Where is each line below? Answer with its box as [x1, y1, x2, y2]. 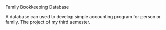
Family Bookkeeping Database [5, 4, 69, 10]
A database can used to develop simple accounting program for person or [5, 14, 161, 19]
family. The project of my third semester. [5, 19, 91, 25]
